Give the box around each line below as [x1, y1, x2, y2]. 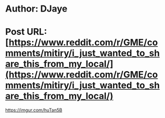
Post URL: [5, 26, 47, 38]
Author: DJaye [5, 3, 68, 15]
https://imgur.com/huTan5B [5, 107, 62, 113]
